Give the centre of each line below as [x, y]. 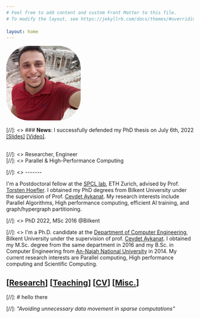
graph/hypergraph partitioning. [44, 209]
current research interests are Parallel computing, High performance [90, 258]
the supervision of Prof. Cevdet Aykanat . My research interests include [93, 196]
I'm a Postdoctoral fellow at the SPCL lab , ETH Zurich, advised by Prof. [93, 184]
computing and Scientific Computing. [52, 264]
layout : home [22, 32]
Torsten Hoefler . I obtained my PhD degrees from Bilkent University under [96, 190]
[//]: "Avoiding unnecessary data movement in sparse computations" [91, 309]
